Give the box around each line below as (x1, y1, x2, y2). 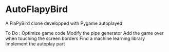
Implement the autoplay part (5, 40, 65, 46)
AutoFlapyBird (5, 4, 68, 15)
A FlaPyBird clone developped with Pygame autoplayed (5, 20, 122, 26)
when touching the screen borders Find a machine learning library (5, 35, 145, 41)
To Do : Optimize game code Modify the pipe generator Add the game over (5, 30, 164, 36)
